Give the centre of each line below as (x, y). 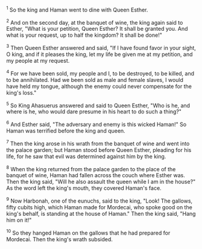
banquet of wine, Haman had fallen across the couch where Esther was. (96, 175)
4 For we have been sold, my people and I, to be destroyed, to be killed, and (100, 73)
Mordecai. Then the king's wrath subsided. (60, 239)
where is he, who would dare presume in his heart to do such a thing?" (94, 112)
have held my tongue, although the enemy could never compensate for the (99, 86)
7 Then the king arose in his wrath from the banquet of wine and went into (98, 143)
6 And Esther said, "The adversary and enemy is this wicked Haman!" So (96, 124)
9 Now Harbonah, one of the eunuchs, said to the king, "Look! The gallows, (99, 200)
